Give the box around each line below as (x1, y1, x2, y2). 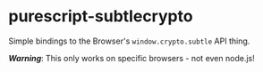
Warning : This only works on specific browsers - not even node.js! (8, 52, 256, 63)
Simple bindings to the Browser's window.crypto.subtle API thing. (8, 36, 250, 46)
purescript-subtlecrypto (8, 6, 193, 27)
